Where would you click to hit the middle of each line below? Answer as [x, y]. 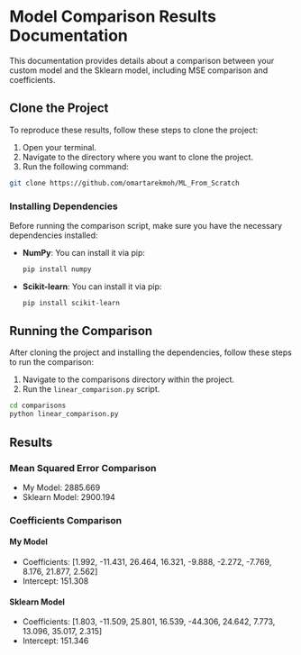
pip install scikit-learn [71, 303]
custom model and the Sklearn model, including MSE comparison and [139, 70]
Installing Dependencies [64, 206]
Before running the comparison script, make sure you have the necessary [146, 225]
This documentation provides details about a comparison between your [142, 60]
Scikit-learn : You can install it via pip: [92, 287]
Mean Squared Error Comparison [83, 468]
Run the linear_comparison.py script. [91, 389]
